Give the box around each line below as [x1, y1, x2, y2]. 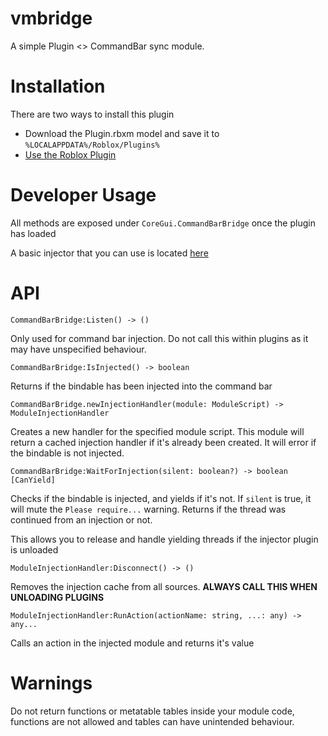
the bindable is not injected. [10, 447, 125, 459]
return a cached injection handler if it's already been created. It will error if [10, 436, 317, 448]
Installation [10, 75, 106, 98]
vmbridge [10, 7, 93, 30]
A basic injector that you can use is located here [10, 247, 209, 259]
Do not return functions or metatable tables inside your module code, [10, 705, 295, 717]
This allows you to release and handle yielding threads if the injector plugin [10, 533, 319, 545]
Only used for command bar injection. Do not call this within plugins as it [10, 332, 309, 344]
